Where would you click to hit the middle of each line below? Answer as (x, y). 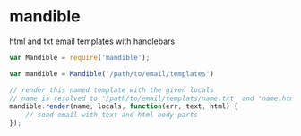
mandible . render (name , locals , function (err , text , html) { (124, 106)
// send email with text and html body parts (112, 115)
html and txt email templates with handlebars (92, 41)
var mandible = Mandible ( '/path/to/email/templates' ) (112, 73)
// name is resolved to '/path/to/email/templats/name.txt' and (132, 98)
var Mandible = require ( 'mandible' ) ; (80, 57)
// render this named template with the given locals (112, 90)
